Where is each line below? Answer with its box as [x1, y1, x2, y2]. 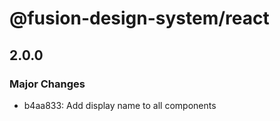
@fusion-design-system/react [9, 7, 270, 30]
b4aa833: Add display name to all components [23, 99, 217, 111]
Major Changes [9, 77, 86, 91]
